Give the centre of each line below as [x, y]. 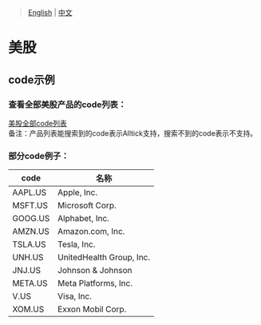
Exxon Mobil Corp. [92, 309]
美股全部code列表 [38, 123]
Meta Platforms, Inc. [95, 283]
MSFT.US [30, 205]
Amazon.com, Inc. [91, 232]
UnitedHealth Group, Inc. [104, 257]
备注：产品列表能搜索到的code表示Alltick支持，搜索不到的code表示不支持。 [133, 133]
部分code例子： [39, 156]
